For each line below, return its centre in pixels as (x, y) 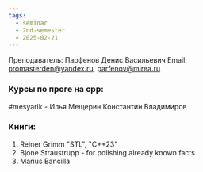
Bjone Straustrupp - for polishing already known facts (107, 152)
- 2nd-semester (40, 30)
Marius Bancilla (45, 161)
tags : (17, 15)
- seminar (31, 23)
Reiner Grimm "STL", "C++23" (69, 144)
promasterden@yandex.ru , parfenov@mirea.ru (84, 69)
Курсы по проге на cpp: (56, 90)
